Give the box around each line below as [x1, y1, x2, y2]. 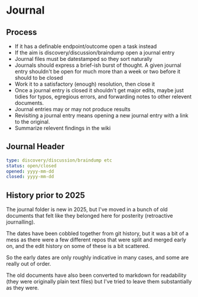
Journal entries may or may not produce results [14, 106, 131, 112]
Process [6, 27, 37, 37]
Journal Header [6, 141, 65, 151]
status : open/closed [6, 163, 57, 169]
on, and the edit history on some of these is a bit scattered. [6, 243, 150, 250]
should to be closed [14, 75, 63, 81]
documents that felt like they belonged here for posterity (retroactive [6, 212, 173, 219]
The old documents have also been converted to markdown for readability [6, 272, 187, 279]
